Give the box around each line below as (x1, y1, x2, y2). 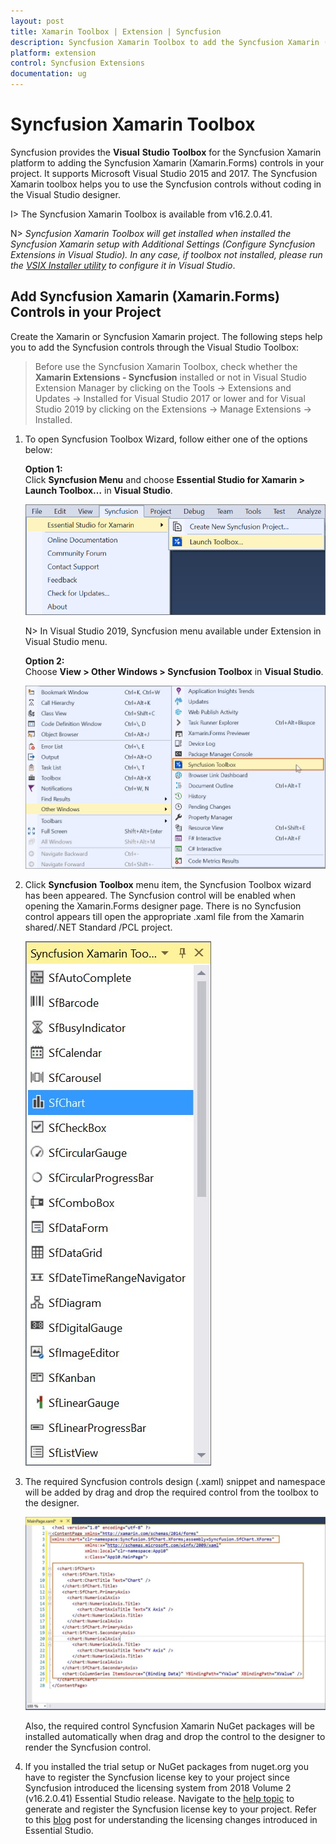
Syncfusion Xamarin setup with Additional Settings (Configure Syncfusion (10, 238, 316, 250)
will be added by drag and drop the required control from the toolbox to (24, 1486, 319, 1498)
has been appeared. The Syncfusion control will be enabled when (24, 889, 296, 901)
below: (24, 443, 53, 455)
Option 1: (24, 463, 63, 475)
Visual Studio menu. (24, 635, 108, 647)
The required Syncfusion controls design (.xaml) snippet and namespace (24, 1475, 326, 1487)
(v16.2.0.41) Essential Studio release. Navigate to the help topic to (24, 1793, 295, 1805)
